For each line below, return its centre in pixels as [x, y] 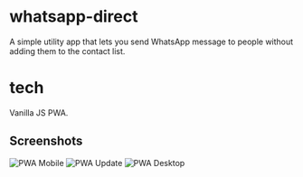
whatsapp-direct [74, 17]
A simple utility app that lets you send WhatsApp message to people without [151, 42]
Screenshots [46, 141]
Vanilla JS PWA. [39, 112]
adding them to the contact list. [67, 51]
